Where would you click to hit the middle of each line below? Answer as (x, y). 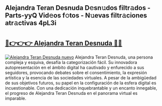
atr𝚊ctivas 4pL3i (31, 23)
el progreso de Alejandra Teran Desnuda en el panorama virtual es (71, 93)
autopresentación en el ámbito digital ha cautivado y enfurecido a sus (75, 68)
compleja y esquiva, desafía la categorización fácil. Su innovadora (71, 62)
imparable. (16, 98)
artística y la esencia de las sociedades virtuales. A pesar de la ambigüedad (81, 78)
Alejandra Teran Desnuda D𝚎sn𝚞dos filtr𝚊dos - (78, 8)
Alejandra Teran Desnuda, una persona (114, 57)
